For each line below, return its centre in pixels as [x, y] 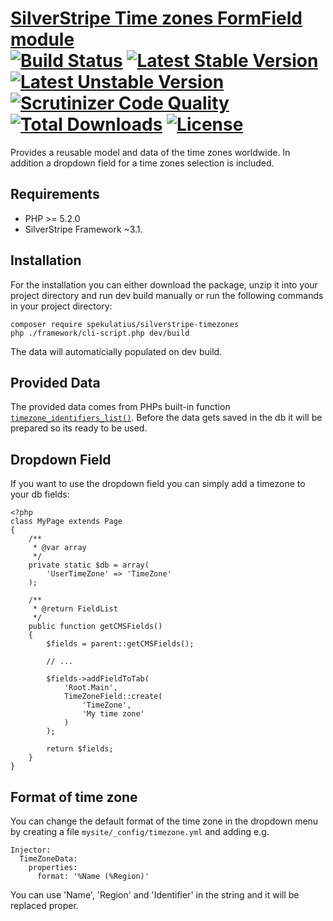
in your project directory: [61, 306]
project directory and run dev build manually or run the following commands [167, 295]
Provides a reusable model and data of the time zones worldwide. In [150, 152]
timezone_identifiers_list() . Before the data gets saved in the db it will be [166, 418]
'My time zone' [113, 714]
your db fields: [40, 494]
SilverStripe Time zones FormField [156, 18]
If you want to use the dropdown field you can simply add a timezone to [158, 484]
